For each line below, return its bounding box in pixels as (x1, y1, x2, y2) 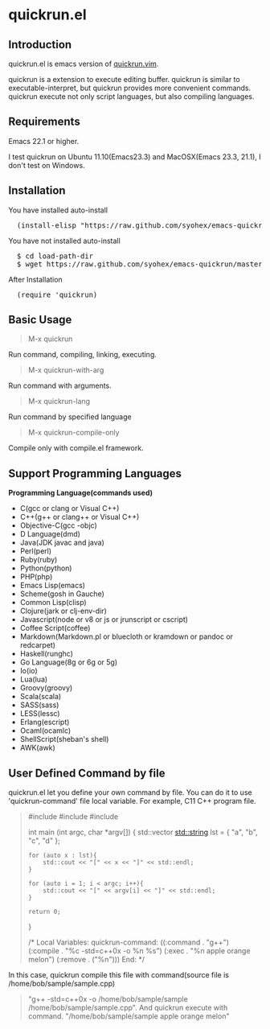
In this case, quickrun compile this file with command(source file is (8, 970, 229, 980)
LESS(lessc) (19, 709, 60, 718)
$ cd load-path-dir (16, 251, 94, 261)
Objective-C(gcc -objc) (19, 521, 98, 530)
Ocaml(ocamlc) (19, 726, 72, 735)
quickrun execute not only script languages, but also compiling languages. (8, 92, 255, 101)
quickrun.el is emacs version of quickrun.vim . (8, 59, 159, 68)
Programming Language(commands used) (8, 488, 153, 498)
